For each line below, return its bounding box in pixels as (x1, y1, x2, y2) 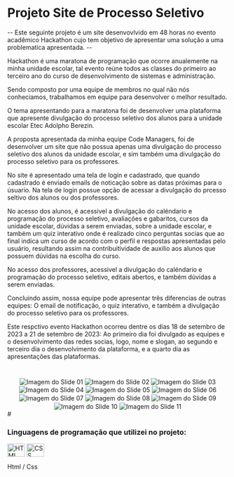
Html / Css (7, 462, 38, 471)
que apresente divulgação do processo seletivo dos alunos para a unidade (7, 114, 223, 122)
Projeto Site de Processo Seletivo (7, 5, 205, 21)
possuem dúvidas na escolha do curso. (7, 251, 121, 260)
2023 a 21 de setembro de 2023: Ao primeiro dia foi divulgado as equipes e (7, 329, 226, 338)
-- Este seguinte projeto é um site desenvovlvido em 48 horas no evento (7, 28, 216, 37)
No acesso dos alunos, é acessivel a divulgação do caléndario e (7, 207, 193, 215)
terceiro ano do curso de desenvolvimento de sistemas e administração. (7, 72, 216, 80)
